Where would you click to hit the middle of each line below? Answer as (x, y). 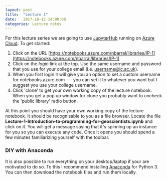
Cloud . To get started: (28, 44)
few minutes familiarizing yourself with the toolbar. (57, 137)
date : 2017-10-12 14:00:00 (36, 19)
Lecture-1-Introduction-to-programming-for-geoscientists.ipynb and (79, 121)
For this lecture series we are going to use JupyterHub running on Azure (80, 38)
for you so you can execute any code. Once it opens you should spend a (80, 132)
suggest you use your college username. (55, 85)
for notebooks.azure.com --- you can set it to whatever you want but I (85, 80)
